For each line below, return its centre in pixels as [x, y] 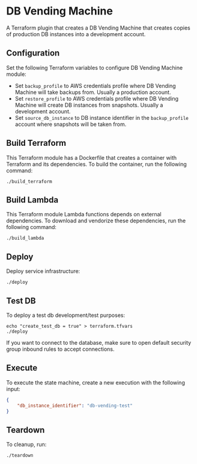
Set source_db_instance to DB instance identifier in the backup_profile [102, 118]
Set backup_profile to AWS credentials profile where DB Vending [95, 86]
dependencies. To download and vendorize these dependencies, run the [96, 221]
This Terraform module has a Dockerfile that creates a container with [92, 157]
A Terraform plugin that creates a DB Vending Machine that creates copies [98, 28]
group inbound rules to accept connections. [60, 349]
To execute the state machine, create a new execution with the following [95, 382]
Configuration [33, 53]
